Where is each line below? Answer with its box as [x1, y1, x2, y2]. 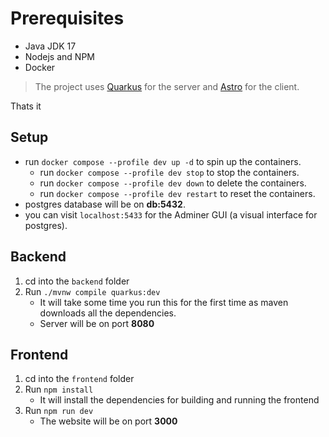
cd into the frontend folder [24, 373, 135, 385]
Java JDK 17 [24, 40, 77, 52]
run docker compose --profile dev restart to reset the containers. [39, 187, 316, 199]
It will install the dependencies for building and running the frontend [39, 394, 320, 406]
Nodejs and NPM [24, 50, 95, 62]
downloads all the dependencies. [39, 307, 177, 319]
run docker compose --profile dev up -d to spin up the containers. [24, 155, 302, 167]
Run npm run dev [24, 405, 94, 417]
